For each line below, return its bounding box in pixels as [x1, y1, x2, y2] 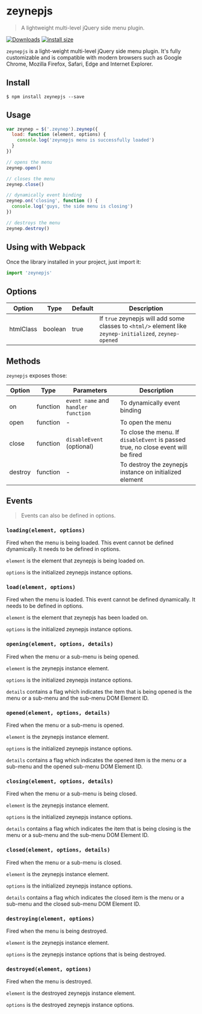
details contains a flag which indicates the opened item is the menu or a [6, 757, 187, 764]
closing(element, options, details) [6, 778, 114, 785]
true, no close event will [120, 443, 188, 451]
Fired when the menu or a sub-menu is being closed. [6, 790, 137, 797]
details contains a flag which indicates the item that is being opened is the [6, 688, 192, 695]
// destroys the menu [6, 220, 61, 226]
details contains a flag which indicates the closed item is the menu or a [6, 894, 185, 901]
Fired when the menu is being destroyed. [6, 927, 108, 935]
